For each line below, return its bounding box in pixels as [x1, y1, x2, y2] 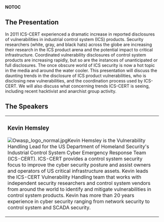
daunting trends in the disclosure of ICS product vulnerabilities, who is [5, 73, 146, 79]
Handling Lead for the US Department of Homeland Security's [7, 143, 149, 150]
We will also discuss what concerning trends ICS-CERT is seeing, [19, 83, 150, 89]
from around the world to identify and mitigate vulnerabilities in [7, 185, 151, 192]
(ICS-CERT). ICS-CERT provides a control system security [7, 155, 143, 162]
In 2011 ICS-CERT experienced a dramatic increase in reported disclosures [5, 31, 155, 37]
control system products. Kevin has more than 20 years [7, 192, 135, 199]
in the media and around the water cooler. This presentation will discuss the [5, 67, 158, 73]
